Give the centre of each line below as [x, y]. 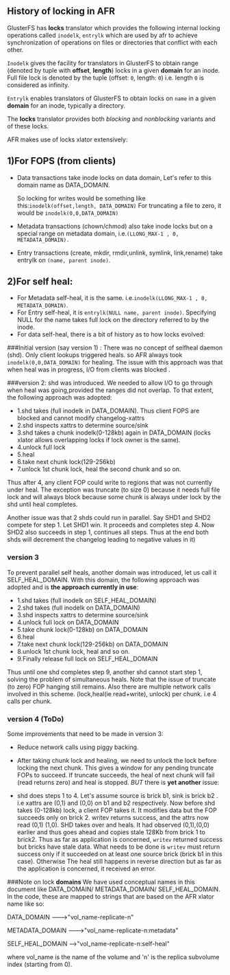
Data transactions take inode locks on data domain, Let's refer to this [114, 177]
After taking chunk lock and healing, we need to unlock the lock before [117, 761]
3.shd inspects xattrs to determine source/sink [82, 615]
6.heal [26, 636]
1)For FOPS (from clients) [62, 161]
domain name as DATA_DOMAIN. [64, 185]
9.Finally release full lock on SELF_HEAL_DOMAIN [87, 658]
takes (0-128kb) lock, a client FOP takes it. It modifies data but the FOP [117, 810]
